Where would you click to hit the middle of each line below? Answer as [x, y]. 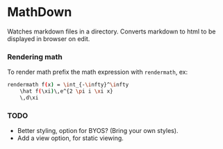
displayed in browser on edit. [49, 38]
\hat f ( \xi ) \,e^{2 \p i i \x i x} [66, 91]
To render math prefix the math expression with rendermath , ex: [98, 72]
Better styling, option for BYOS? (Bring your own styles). [98, 131]
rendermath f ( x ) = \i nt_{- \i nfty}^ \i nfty [68, 85]
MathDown [40, 12]
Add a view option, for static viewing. [70, 138]
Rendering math [35, 56]
